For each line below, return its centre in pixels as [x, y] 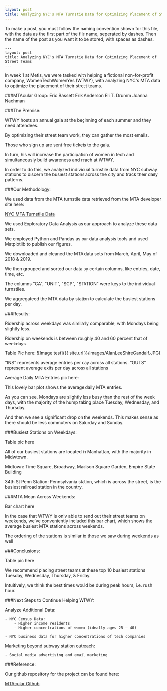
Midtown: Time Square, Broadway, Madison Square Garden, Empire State [80, 466]
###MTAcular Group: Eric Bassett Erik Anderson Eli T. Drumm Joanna [76, 95]
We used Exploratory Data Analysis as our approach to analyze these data [81, 224]
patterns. [14, 179]
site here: [15, 204]
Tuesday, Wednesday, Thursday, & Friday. [48, 575]
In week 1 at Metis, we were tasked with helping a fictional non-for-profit [79, 75]
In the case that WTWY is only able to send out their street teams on [75, 516]
